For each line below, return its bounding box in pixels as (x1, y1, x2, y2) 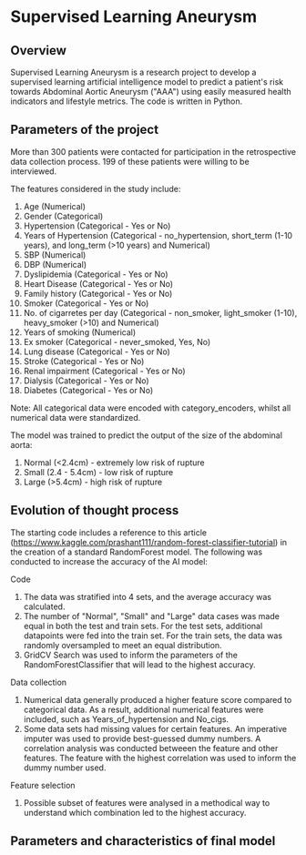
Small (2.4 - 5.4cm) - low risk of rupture (23, 466, 174, 477)
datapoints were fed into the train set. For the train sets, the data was (23, 630, 283, 641)
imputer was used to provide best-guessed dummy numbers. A (23, 733, 261, 744)
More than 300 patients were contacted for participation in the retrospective (10, 146, 297, 157)
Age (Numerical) (23, 200, 86, 211)
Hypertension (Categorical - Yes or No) (23, 220, 171, 231)
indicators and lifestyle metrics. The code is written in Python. (10, 96, 243, 107)
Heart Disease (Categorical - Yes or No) (23, 278, 174, 289)
